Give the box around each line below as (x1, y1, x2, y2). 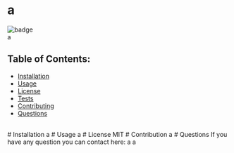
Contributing (17, 101, 54, 110)
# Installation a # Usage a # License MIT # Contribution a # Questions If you (7, 130, 228, 138)
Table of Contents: (7, 53, 91, 65)
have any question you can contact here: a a (7, 138, 136, 146)
